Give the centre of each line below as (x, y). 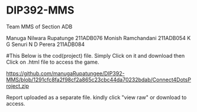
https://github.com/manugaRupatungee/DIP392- (66, 73)
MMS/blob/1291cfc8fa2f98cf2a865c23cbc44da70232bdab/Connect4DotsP (98, 80)
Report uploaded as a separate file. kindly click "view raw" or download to (96, 97)
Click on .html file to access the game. (53, 62)
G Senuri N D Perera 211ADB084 (46, 44)
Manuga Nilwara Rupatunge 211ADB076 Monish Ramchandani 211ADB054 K (98, 38)
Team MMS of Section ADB (39, 27)
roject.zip (18, 85)
